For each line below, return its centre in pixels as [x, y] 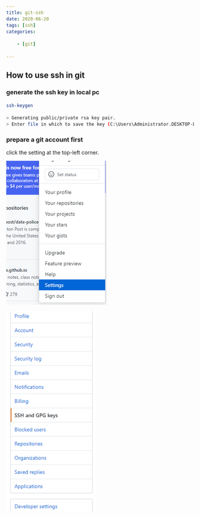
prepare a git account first [45, 139]
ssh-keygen [20, 105]
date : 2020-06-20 [28, 19]
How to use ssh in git [46, 76]
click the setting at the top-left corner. [53, 153]
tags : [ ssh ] [21, 25]
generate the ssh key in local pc [53, 93]
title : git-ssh [25, 13]
